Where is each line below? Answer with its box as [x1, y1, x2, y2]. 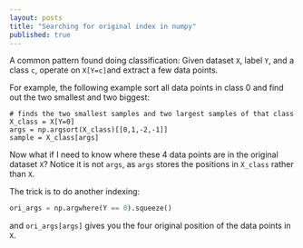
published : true [9, 30, 71, 39]
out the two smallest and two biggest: [9, 92, 151, 103]
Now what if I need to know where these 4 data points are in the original [9, 149, 279, 160]
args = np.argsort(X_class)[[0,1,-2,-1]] [9, 125, 169, 134]
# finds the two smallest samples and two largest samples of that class [9, 110, 295, 119]
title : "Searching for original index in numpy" [9, 22, 197, 31]
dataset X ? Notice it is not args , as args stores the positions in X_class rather [9, 159, 295, 170]
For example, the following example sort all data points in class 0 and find [9, 83, 284, 94]
